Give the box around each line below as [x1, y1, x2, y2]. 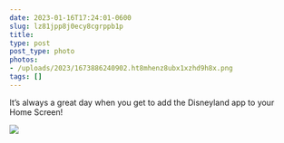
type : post [9, 38, 51, 48]
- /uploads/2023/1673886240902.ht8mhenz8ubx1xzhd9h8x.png [9, 64, 233, 73]
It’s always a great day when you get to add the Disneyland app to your [9, 97, 275, 108]
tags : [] [9, 72, 43, 81]
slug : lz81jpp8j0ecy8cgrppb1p [9, 22, 124, 31]
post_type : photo [9, 47, 75, 56]
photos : [9, 55, 39, 64]
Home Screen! [9, 106, 64, 118]
